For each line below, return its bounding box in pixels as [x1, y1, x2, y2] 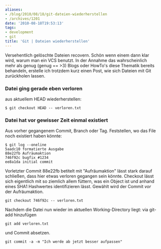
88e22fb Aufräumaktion [5, 151, 51, 156]
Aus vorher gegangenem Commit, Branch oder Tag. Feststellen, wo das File [5, 128, 156, 134]
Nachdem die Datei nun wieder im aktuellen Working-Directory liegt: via [5, 207, 148, 212]
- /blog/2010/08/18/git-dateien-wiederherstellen [5, 12, 108, 17]
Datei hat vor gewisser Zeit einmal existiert [5, 116, 108, 123]
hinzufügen [14, 212, 37, 218]
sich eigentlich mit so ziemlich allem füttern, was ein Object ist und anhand [5, 178, 155, 184]
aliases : [5, 7, 23, 12]
